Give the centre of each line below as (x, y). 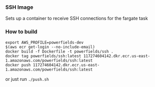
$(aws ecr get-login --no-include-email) (50, 47)
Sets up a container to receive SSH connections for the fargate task (77, 19)
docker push (18, 65)
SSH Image (19, 7)
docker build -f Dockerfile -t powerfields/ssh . (60, 51)
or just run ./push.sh (27, 79)
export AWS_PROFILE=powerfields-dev (44, 42)
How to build (21, 32)
